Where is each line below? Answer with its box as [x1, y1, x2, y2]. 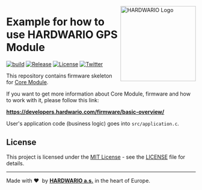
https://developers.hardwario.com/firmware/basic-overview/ [6, 108, 165, 115]
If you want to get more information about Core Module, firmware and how [6, 90, 191, 97]
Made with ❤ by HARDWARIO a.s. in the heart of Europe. [6, 177, 150, 184]
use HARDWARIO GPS [6, 28, 118, 41]
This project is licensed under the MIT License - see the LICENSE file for [6, 153, 185, 161]
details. [6, 159, 25, 167]
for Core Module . [6, 78, 49, 85]
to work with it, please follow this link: [6, 96, 99, 103]
